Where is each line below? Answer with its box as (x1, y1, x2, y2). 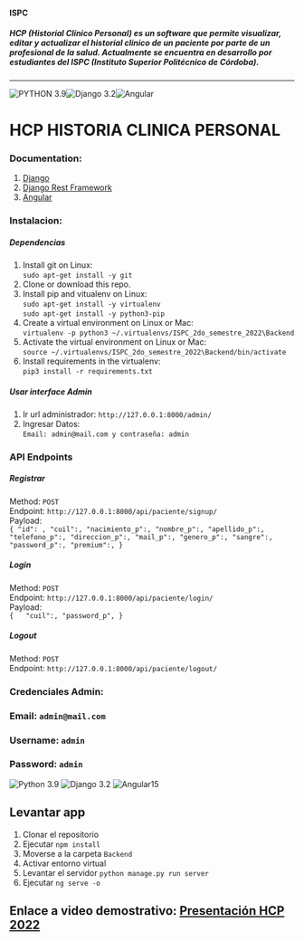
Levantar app (9, 805, 86, 821)
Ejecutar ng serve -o (22, 877, 101, 888)
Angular (22, 192, 52, 203)
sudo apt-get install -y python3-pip (22, 309, 166, 318)
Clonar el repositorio (22, 829, 100, 840)
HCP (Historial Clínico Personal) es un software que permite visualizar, (9, 28, 282, 39)
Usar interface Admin (9, 385, 93, 397)
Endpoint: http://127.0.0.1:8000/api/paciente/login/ (9, 592, 214, 603)
